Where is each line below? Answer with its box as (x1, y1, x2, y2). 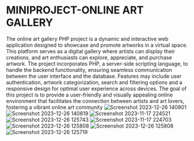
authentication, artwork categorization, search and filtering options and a (6, 78, 183, 85)
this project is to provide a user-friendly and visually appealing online (6, 91, 173, 98)
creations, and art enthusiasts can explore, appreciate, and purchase (6, 54, 172, 61)
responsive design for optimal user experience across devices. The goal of (6, 85, 187, 92)
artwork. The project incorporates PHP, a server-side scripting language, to (6, 60, 189, 67)
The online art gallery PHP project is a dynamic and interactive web (6, 35, 169, 42)
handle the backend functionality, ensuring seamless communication (6, 66, 172, 73)
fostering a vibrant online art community (6, 104, 103, 111)
